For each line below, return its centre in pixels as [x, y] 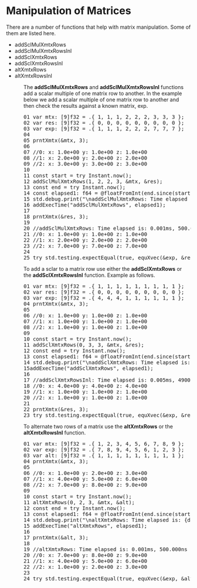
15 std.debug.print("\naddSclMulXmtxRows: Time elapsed [105, 199]
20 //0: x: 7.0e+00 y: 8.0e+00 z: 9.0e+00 [85, 555]
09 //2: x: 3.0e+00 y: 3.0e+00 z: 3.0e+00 [85, 164]
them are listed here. [31, 33]
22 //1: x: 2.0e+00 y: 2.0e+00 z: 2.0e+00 [85, 240]
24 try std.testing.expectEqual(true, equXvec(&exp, [101, 578]
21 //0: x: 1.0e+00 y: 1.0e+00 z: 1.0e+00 [85, 234]
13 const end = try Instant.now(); [74, 187]
